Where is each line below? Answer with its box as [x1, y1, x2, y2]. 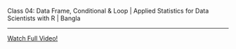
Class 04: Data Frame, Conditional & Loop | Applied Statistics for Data [7, 7, 209, 15]
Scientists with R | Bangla [7, 14, 81, 22]
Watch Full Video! [7, 34, 58, 42]
